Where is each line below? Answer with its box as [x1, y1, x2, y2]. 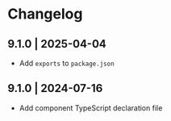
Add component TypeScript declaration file [19, 102, 163, 113]
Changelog [7, 5, 83, 23]
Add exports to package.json [19, 58, 115, 68]
